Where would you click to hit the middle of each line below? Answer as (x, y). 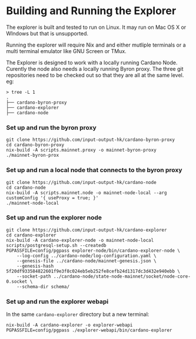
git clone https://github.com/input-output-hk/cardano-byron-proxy (91, 140)
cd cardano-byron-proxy (35, 145)
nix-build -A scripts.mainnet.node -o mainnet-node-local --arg (87, 193)
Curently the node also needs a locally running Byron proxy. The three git (95, 68)
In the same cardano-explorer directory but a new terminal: (78, 314)
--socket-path (34, 276)
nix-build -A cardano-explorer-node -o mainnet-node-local (80, 240)
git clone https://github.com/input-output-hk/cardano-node (82, 182)
